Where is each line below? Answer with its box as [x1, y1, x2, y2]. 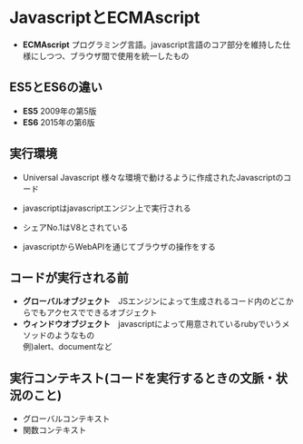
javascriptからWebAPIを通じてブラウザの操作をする [22, 241, 216, 252]
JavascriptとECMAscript [9, 7, 200, 28]
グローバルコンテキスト [22, 413, 111, 424]
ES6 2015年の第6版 [22, 116, 95, 127]
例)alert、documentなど [22, 341, 112, 352]
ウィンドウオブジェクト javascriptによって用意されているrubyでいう [22, 319, 283, 330]
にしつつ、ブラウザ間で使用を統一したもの [30, 50, 190, 61]
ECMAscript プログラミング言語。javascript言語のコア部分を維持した [22, 39, 283, 50]
